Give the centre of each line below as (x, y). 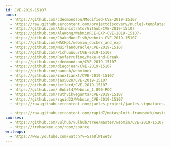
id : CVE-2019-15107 (26, 10)
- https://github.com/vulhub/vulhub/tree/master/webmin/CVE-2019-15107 (87, 122)
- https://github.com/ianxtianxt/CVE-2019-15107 (62, 76)
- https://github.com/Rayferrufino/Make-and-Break (64, 57)
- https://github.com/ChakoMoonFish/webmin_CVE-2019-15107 (73, 38)
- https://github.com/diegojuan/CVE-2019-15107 (61, 66)
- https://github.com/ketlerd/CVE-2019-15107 (59, 85)
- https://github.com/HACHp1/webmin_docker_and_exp (66, 43)
